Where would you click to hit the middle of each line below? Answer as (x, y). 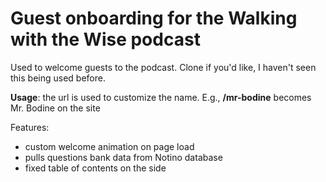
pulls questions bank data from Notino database (123, 157)
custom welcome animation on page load (109, 146)
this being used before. (58, 78)
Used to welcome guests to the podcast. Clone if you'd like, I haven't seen (163, 67)
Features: (30, 127)
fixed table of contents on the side (95, 168)
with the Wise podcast (105, 39)
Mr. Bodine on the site (55, 108)
